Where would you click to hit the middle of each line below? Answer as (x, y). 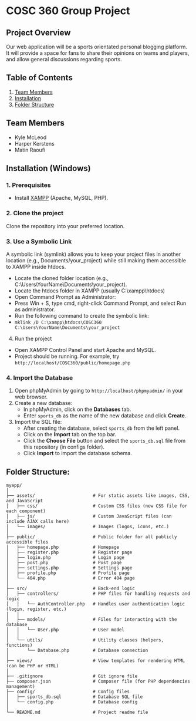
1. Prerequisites (28, 185)
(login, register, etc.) (36, 609)
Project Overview (38, 33)
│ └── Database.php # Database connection (77, 651)
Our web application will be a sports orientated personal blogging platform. (97, 47)
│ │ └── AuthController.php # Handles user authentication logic (95, 604)
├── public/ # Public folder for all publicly (92, 537)
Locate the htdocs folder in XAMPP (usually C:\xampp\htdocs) (90, 291)
